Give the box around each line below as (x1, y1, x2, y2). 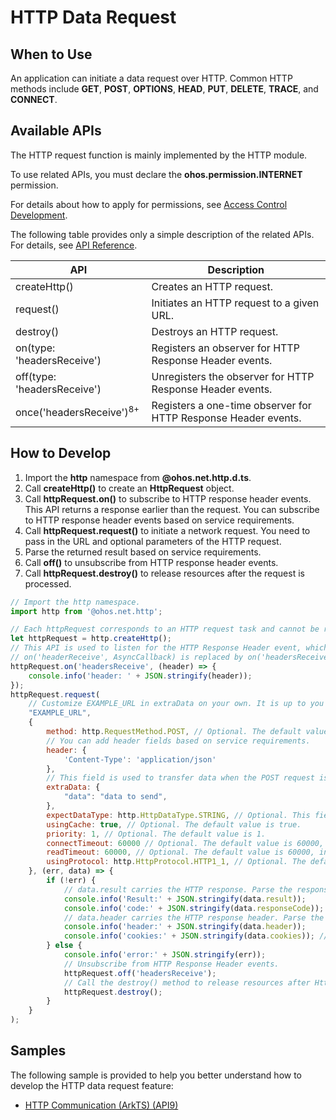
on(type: (15, 341, 56, 355)
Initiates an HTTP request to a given (151, 296, 320, 310)
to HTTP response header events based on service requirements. (24, 514, 295, 526)
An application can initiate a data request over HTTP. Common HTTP (10, 72, 293, 84)
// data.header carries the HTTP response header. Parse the (63, 912, 325, 923)
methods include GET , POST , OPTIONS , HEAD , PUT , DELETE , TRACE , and (10, 83, 319, 95)
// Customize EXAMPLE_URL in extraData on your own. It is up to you (28, 699, 325, 709)
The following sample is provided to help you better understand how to (10, 1069, 303, 1081)
